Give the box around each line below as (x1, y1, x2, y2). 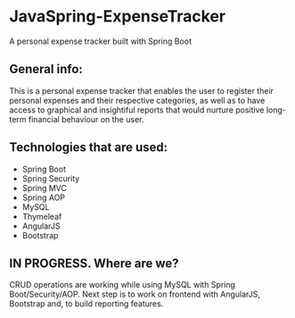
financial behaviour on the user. (28, 113, 144, 124)
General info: (9, 62, 83, 77)
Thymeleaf (21, 211, 62, 222)
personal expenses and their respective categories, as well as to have (9, 95, 266, 105)
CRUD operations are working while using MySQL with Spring (9, 280, 236, 290)
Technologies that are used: (9, 140, 168, 155)
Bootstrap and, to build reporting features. (9, 298, 164, 309)
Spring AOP (21, 192, 65, 203)
